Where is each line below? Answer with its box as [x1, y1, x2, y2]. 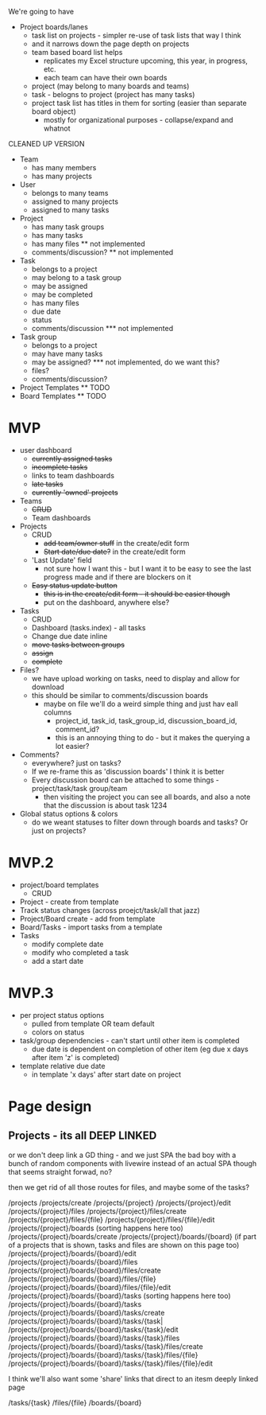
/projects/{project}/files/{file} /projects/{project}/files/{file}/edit [8, 1214, 215, 1224]
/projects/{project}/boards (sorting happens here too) [8, 1223, 184, 1233]
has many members [31, 163, 97, 172]
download [31, 682, 65, 692]
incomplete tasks [31, 462, 88, 472]
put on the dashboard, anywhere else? [43, 597, 170, 607]
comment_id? [55, 724, 100, 734]
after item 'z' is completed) [31, 1052, 121, 1062]
